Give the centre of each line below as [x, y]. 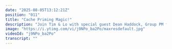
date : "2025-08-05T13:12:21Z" [38, 10]
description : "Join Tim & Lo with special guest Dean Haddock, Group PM [84, 24]
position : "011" [23, 15]
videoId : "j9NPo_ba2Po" [31, 34]
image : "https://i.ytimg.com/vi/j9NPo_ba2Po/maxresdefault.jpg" [75, 29]
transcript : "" [21, 39]
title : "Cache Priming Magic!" [39, 19]
